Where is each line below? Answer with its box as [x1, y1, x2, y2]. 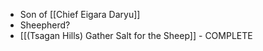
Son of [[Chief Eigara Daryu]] [19, 9, 141, 20]
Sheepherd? [19, 19, 71, 31]
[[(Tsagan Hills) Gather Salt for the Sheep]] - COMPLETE [19, 30, 253, 41]
